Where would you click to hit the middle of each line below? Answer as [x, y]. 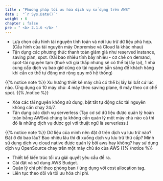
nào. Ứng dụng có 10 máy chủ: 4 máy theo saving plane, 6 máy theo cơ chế [81, 88]
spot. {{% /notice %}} [27, 93]
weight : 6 [16, 19]
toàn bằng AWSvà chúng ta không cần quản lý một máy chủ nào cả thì [83, 118]
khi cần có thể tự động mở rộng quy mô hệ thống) [62, 73]
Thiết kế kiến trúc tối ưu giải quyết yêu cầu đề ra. [61, 158]
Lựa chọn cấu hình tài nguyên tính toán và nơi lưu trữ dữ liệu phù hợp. [82, 42]
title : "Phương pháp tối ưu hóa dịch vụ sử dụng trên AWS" [68, 10]
